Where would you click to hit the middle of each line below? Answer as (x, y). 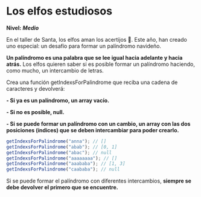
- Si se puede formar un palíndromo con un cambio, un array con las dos (98, 124)
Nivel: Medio (23, 28)
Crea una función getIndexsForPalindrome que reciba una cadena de (92, 82)
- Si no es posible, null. (35, 112)
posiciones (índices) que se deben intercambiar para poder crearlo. (93, 130)
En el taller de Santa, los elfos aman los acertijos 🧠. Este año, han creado (97, 39)
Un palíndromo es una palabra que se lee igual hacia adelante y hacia (94, 57)
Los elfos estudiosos (59, 11)
